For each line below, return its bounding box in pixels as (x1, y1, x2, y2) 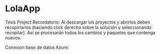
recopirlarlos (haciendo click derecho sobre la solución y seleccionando (5, 24, 152, 30)
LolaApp (5, 3, 40, 14)
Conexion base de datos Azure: (5, 44, 69, 50)
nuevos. (5, 35, 21, 41)
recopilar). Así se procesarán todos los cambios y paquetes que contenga (5, 29, 156, 35)
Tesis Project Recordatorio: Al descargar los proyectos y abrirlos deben (5, 19, 151, 25)
